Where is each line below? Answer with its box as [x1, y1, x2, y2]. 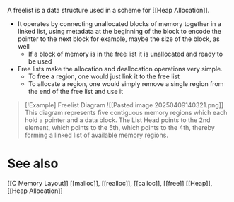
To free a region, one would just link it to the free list [28, 72, 180, 81]
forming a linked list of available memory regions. [24, 131, 168, 139]
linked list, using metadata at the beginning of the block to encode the [17, 28, 221, 35]
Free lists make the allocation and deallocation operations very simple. [17, 65, 223, 73]
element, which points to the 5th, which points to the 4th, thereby [24, 124, 216, 131]
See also [7, 155, 59, 172]
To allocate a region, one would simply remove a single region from [28, 80, 224, 88]
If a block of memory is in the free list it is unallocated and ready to [28, 49, 223, 58]
